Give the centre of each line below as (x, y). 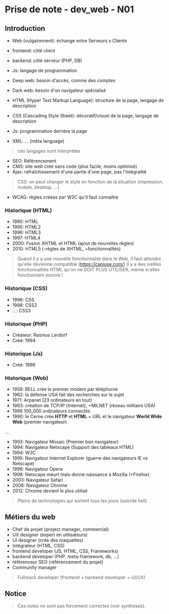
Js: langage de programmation (45, 71)
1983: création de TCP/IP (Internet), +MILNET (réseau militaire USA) (84, 406)
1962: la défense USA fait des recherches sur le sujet (68, 395)
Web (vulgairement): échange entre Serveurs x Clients (70, 41)
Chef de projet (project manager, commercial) (60, 529)
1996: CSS (23, 300)
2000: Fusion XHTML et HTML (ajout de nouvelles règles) (73, 243)
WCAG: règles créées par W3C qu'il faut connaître (65, 197)
